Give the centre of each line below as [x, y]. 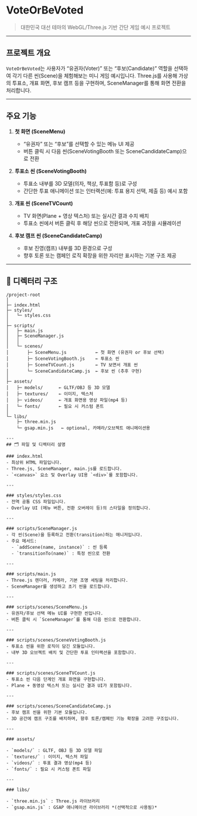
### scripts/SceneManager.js [42, 529]
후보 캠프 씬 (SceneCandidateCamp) [58, 235]
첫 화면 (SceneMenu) [40, 131]
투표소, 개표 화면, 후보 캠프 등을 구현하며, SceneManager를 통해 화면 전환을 [99, 83]
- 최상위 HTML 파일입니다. [34, 463]
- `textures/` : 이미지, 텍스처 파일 [47, 757]
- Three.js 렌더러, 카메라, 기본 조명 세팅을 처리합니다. [67, 581]
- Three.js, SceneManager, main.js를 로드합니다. [64, 469]
